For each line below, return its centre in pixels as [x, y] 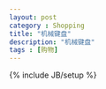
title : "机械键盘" [41, 33]
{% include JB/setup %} [53, 75]
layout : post [33, 17]
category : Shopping [47, 26]
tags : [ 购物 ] [34, 50]
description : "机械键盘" [52, 42]
